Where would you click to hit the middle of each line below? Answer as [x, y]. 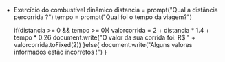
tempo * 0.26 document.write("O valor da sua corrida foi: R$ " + [105, 37]
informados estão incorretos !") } [60, 52]
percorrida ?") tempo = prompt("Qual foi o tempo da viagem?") [103, 17]
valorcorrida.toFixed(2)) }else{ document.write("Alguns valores [103, 45]
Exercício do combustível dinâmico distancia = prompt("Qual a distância [116, 10]
